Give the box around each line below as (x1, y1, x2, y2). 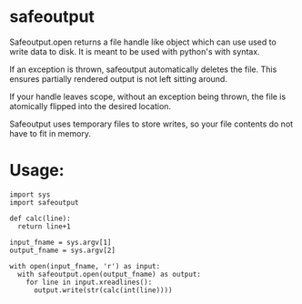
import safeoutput (9, 198, 79, 207)
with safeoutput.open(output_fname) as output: (17, 269, 202, 279)
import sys (9, 189, 51, 199)
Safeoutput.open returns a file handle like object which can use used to (9, 36, 277, 47)
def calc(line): (9, 214, 71, 223)
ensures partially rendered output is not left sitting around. (9, 73, 227, 84)
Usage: (9, 160, 65, 181)
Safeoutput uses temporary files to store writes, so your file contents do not (9, 118, 294, 129)
